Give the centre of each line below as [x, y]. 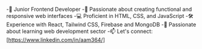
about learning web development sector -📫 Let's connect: [79, 31]
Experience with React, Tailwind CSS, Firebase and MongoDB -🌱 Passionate [101, 24]
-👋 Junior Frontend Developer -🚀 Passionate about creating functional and [99, 9]
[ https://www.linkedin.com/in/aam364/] [56, 40]
